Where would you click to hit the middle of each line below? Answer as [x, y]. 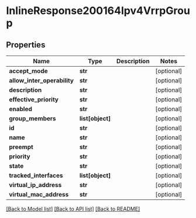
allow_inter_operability [42, 80]
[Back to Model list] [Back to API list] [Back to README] [73, 209]
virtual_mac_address [39, 194]
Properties [26, 45]
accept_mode [28, 71]
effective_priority [34, 99]
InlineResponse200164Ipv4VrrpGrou [98, 11]
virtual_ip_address [35, 185]
